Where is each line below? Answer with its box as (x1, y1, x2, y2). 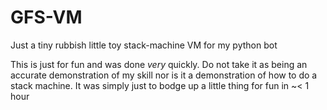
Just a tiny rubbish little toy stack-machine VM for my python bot (10, 39, 278, 51)
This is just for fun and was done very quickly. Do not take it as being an (10, 58, 308, 70)
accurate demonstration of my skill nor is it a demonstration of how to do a (10, 69, 318, 81)
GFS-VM (10, 6, 83, 29)
